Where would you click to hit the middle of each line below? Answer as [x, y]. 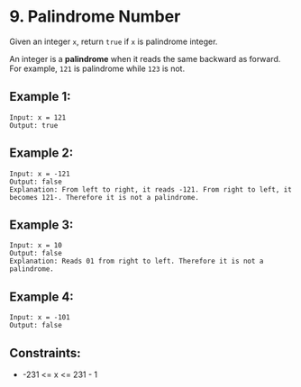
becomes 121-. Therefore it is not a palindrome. [105, 197]
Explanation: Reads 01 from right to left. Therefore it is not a [137, 261]
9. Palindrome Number [95, 17]
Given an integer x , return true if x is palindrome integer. [114, 41]
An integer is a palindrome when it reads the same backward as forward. [145, 58]
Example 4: [41, 297]
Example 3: [41, 225]
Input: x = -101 [40, 318]
